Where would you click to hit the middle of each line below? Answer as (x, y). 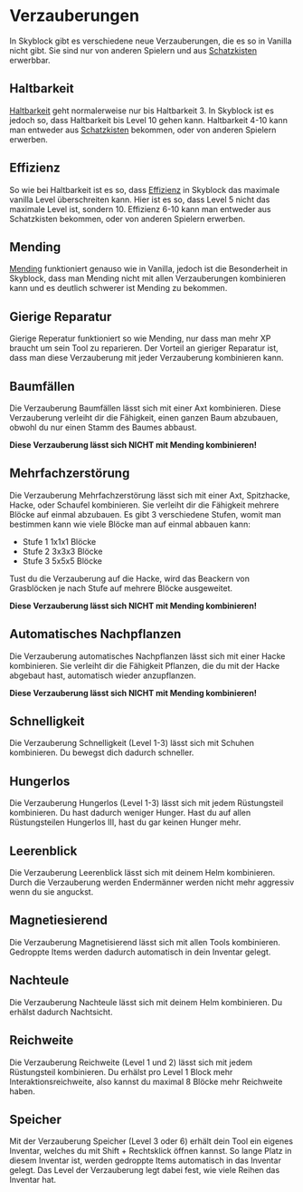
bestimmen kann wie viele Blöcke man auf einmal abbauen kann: (130, 524)
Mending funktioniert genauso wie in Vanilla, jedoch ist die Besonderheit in (148, 269)
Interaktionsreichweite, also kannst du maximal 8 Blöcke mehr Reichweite (146, 1081)
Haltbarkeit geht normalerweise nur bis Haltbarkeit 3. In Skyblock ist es (142, 111)
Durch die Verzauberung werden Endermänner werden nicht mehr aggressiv (152, 882)
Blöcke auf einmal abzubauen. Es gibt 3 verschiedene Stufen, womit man (146, 514)
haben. (23, 1091)
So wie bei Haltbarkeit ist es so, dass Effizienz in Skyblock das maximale (145, 189)
